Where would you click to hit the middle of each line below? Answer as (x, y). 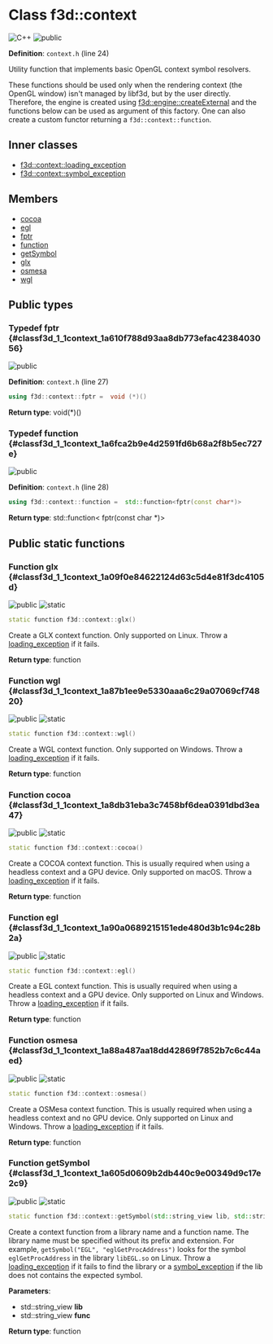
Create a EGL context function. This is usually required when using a (123, 986)
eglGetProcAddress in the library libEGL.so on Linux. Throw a (110, 1258)
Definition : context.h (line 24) (59, 53)
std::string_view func (55, 1315)
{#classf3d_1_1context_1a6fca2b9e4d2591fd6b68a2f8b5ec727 (135, 444)
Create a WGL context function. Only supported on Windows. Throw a (126, 749)
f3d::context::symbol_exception (73, 173)
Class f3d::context (73, 15)
